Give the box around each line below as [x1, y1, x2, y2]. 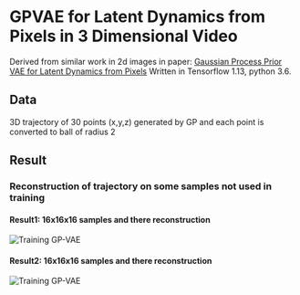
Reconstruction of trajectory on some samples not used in [9, 180, 272, 193]
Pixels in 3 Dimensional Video [9, 26, 239, 47]
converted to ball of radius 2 [9, 126, 116, 137]
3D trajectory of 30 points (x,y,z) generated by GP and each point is [9, 116, 264, 127]
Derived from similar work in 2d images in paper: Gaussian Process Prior [9, 56, 283, 67]
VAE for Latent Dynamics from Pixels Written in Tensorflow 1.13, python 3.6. [9, 66, 292, 77]
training [9, 192, 46, 205]
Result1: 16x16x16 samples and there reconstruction [9, 214, 212, 225]
